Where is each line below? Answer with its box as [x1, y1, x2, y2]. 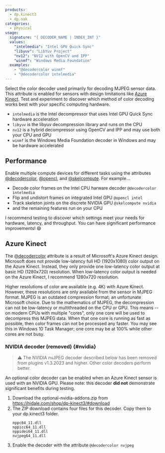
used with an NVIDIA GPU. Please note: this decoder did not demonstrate [5, 380, 155, 386]
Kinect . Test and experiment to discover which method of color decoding [5, 96, 155, 102]
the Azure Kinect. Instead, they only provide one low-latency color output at [5, 263, 160, 269]
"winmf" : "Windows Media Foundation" [14, 58, 92, 63]
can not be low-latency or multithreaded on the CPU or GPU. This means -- [5, 305, 159, 311]
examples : [9, 63, 30, 67]
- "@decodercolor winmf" [14, 67, 65, 72]
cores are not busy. [5, 331, 45, 337]
